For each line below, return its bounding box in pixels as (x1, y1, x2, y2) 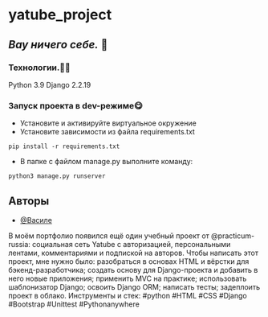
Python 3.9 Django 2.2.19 (8, 80, 91, 89)
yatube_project (8, 6, 112, 24)
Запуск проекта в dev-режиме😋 (8, 100, 143, 111)
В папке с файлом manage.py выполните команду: (19, 157, 193, 167)
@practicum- (211, 231, 255, 241)
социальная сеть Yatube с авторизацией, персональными (31, 239, 231, 249)
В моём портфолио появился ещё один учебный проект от (8, 231, 210, 241)
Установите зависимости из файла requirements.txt (19, 127, 195, 137)
